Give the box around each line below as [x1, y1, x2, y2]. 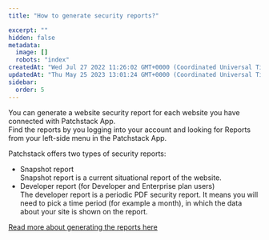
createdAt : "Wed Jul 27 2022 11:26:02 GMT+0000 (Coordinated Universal [8, 63, 252, 72]
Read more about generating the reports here [8, 222, 158, 232]
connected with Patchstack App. [8, 116, 116, 126]
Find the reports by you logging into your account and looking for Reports [8, 125, 251, 134]
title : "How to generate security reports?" [8, 11, 159, 20]
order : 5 [15, 86, 45, 94]
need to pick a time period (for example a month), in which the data [19, 198, 243, 208]
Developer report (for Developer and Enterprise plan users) [19, 181, 215, 190]
